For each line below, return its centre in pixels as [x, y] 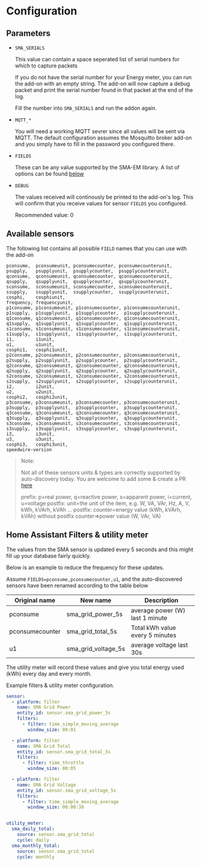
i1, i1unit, [31, 339]
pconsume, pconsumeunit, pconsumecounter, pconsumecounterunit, [89, 265]
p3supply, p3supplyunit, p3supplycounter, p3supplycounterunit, [92, 407]
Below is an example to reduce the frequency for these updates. [85, 567]
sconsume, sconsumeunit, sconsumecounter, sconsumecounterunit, [89, 286]
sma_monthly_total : [36, 846]
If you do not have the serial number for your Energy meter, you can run [103, 77]
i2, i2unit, [31, 386]
